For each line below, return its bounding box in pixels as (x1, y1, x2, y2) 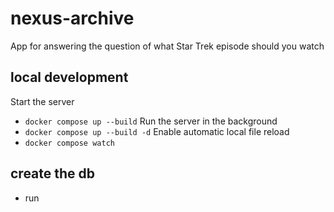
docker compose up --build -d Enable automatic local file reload (24, 125, 290, 137)
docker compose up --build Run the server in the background (24, 115, 278, 127)
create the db (10, 165, 96, 182)
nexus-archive (10, 7, 135, 30)
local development (10, 69, 129, 86)
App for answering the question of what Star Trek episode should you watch (10, 40, 325, 52)
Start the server (10, 95, 75, 107)
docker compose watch (24, 138, 115, 148)
